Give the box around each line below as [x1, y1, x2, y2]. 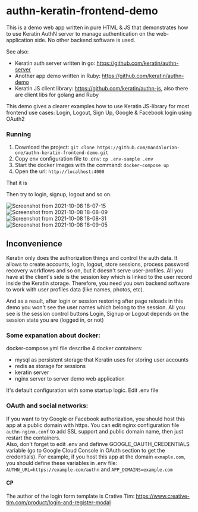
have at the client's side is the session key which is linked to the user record [6, 274, 192, 281]
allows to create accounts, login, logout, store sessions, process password [6, 260, 189, 268]
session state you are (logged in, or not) [6, 316, 104, 323]
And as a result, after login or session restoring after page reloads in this [6, 297, 183, 304]
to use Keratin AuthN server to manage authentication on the [6, 30, 155, 37]
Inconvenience [6, 238, 62, 249]
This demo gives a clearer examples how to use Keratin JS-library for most [6, 102, 190, 109]
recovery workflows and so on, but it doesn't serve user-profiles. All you [6, 267, 184, 274]
